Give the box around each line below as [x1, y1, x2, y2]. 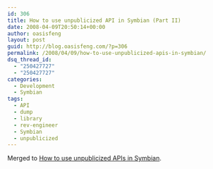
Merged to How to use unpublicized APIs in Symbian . [7, 154, 162, 163]
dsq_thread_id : [7, 56, 52, 63]
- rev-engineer [13, 121, 59, 129]
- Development [13, 82, 55, 89]
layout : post [7, 37, 46, 44]
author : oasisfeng [7, 30, 61, 37]
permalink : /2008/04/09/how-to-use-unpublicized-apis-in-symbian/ [7, 50, 207, 57]
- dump [13, 108, 33, 115]
